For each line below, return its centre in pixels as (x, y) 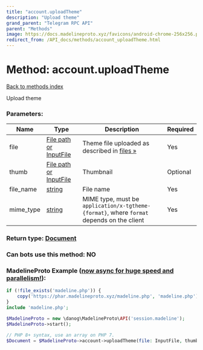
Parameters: (25, 113)
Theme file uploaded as (116, 144)
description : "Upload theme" (43, 17)
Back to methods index (35, 86)
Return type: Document (41, 238)
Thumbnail (98, 172)
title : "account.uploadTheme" (44, 12)
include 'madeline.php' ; (37, 308)
